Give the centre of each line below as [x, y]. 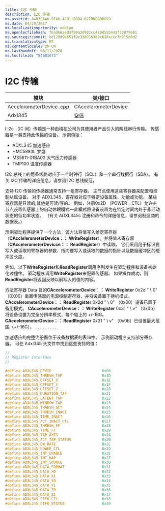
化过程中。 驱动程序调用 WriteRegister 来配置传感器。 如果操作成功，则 [77, 273]
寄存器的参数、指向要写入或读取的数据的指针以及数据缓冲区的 [93, 251]
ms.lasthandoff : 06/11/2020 [34, 51]
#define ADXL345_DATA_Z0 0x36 [58, 490]
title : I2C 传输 [21, 10]
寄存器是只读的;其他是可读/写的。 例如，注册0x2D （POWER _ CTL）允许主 [81, 203]
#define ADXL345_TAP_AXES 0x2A [58, 435]
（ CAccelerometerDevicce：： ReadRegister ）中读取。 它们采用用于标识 [80, 245]
